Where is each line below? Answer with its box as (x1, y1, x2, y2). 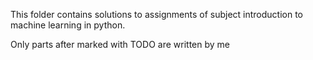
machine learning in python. (10, 19, 126, 31)
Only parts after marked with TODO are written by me (10, 39, 230, 50)
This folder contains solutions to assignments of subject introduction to (10, 9, 304, 20)
